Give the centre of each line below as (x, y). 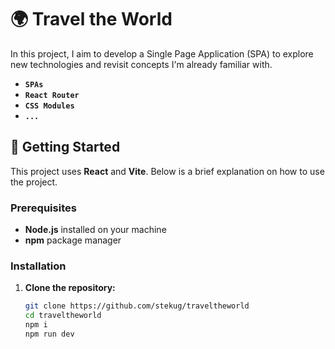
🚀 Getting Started (65, 147)
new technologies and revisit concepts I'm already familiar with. (141, 64)
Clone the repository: (70, 288)
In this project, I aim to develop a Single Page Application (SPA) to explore (162, 53)
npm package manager (73, 240)
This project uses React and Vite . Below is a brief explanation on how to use (167, 171)
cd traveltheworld (63, 316)
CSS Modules (49, 106)
